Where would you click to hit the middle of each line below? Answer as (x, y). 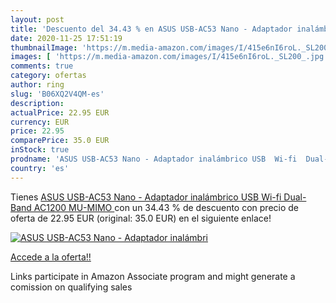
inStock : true (40, 150)
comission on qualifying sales (71, 287)
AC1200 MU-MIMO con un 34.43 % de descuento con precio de (166, 207)
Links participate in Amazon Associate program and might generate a (153, 276)
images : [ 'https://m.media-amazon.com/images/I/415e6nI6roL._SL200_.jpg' (169, 57)
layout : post (37, 19)
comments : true (42, 66)
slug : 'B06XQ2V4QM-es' (57, 94)
